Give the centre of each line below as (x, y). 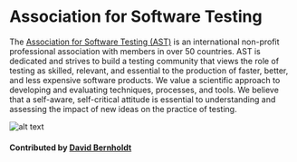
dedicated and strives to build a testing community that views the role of (144, 61)
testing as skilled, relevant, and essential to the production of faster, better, (149, 71)
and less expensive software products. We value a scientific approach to (145, 80)
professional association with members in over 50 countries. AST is (135, 51)
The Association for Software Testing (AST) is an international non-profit (144, 42)
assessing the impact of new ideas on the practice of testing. (123, 109)
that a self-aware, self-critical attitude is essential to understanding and (143, 99)
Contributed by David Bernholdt (71, 148)
